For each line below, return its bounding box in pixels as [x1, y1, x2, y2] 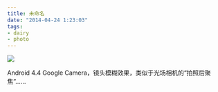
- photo [7, 36, 30, 43]
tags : [7, 23, 23, 30]
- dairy [7, 29, 30, 37]
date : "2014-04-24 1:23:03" [7, 17, 89, 24]
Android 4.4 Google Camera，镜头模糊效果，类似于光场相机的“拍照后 [7, 68, 206, 77]
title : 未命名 [7, 10, 45, 17]
